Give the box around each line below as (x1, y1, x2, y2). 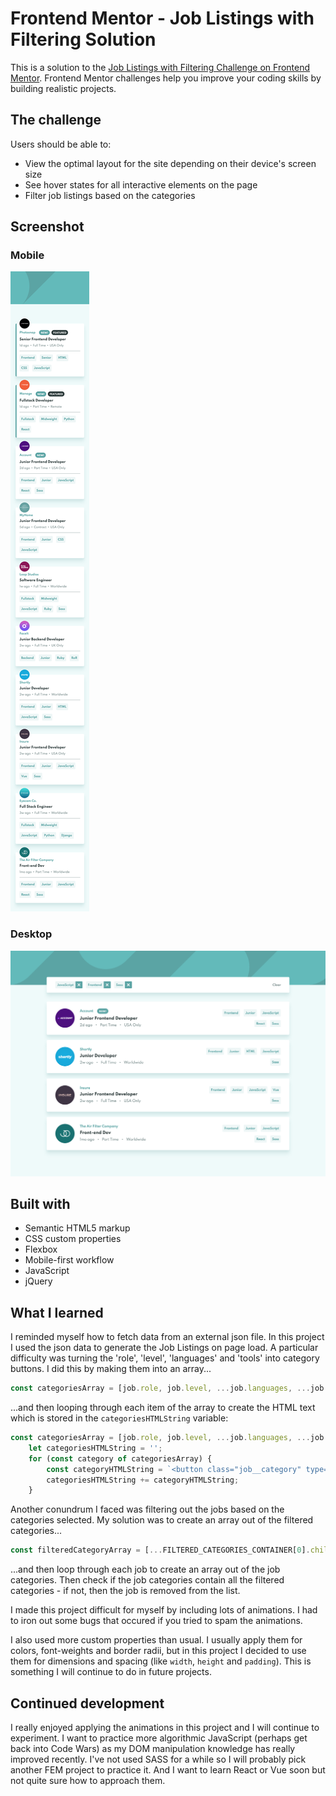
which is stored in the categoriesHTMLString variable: (10, 1412, 229, 1424)
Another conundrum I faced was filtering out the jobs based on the (10, 1503, 285, 1516)
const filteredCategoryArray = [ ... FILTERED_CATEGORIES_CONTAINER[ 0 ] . (10, 1545, 311, 1556)
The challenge (10, 112, 102, 129)
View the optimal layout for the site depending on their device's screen (24, 157, 317, 169)
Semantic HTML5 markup (24, 1222, 131, 1234)
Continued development (10, 1695, 165, 1712)
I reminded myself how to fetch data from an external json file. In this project (10, 1331, 325, 1343)
